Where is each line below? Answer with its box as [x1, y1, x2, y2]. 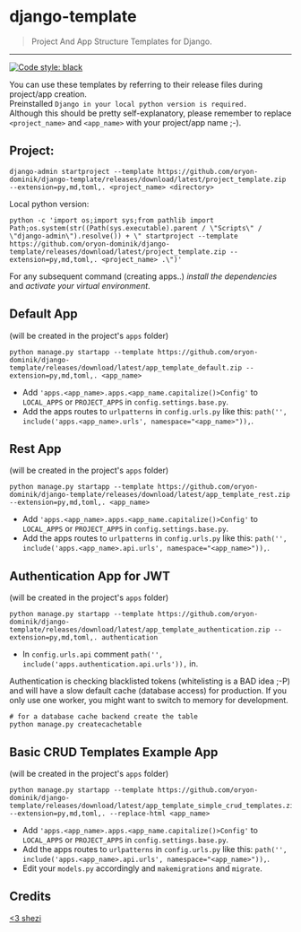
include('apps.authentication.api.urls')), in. [21, 658, 199, 669]
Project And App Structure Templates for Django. [30, 36, 212, 47]
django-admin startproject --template [9, 167, 154, 176]
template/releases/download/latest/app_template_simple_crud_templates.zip [9, 801, 298, 810]
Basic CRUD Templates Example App [9, 745, 219, 760]
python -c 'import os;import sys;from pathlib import [9, 215, 215, 225]
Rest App [9, 441, 62, 457]
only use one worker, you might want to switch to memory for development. [9, 695, 288, 706]
